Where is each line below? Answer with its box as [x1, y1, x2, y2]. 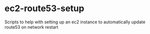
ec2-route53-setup [4, 3, 84, 14]
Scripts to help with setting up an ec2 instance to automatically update [4, 19, 146, 25]
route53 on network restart [4, 24, 59, 30]
